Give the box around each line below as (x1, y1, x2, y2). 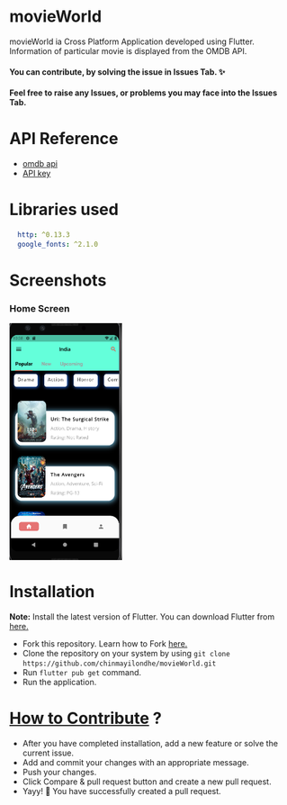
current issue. (22, 747, 75, 758)
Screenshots (9, 270, 107, 290)
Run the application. (22, 676, 97, 687)
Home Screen (9, 302, 70, 314)
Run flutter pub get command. (22, 666, 142, 677)
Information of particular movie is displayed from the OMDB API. (9, 45, 247, 56)
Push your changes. (22, 766, 97, 777)
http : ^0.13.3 (17, 231, 70, 240)
